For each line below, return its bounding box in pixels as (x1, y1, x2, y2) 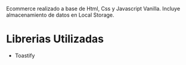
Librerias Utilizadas (6, 32, 104, 46)
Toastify (14, 52, 35, 59)
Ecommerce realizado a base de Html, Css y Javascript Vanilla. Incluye (6, 5, 181, 12)
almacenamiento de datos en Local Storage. (6, 11, 114, 18)
